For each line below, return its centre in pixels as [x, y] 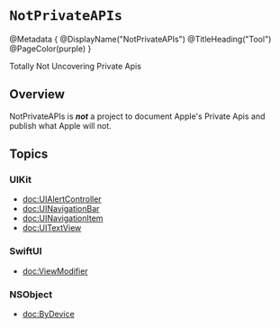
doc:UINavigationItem [63, 218]
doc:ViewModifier [55, 271]
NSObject [31, 294]
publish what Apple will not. [61, 125]
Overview [37, 94]
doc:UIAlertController [62, 199]
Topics [29, 155]
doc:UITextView [52, 228]
